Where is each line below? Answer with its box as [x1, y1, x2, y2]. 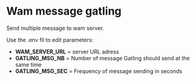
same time [15, 61, 42, 68]
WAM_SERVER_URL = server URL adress [15, 48, 119, 55]
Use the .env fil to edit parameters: [6, 36, 93, 43]
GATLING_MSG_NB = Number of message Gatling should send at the [15, 54, 191, 62]
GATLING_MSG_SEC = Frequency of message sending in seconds [15, 67, 183, 74]
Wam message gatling [6, 4, 122, 18]
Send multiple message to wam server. [6, 24, 104, 32]
